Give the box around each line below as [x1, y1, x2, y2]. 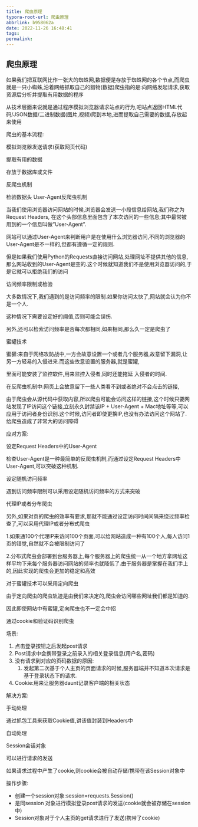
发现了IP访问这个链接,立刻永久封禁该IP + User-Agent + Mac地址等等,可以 [11, 402, 189, 410]
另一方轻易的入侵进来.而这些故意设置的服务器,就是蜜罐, [6, 357, 140, 365]
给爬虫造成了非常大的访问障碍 [6, 417, 78, 425]
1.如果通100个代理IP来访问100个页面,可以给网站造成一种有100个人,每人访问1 [6, 532, 190, 540]
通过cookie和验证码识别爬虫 [6, 617, 75, 624]
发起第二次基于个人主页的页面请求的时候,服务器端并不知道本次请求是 [23, 664, 190, 671]
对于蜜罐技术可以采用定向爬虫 [6, 579, 78, 587]
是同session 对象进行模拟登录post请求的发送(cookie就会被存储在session [14, 799, 191, 806]
